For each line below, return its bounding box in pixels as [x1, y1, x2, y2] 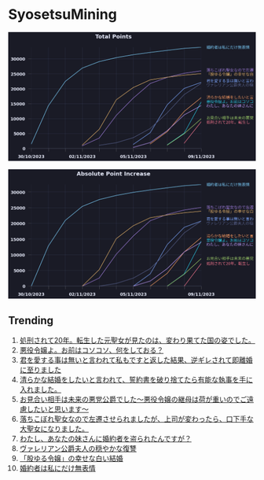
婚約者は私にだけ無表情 [19, 463, 96, 473]
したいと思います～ [26, 404, 89, 414]
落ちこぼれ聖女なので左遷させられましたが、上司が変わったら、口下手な [19, 415, 254, 424]
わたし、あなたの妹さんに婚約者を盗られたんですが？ [19, 434, 192, 444]
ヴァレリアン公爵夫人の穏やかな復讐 [19, 444, 137, 453]
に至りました [19, 365, 61, 375]
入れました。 [19, 385, 61, 394]
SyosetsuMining [8, 6, 118, 24]
